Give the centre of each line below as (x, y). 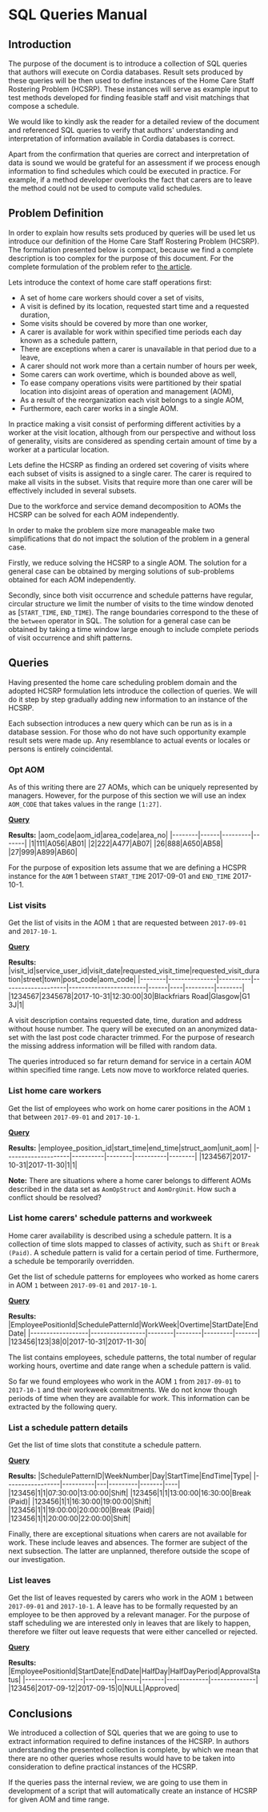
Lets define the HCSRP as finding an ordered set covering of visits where (129, 465)
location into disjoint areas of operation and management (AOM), (127, 391)
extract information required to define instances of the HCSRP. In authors (129, 1742)
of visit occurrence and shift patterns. (70, 638)
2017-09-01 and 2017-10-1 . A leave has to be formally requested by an (123, 1606)
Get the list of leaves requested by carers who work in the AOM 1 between (131, 1598)
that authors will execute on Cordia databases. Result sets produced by (126, 72)
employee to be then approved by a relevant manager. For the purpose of (129, 1615)
